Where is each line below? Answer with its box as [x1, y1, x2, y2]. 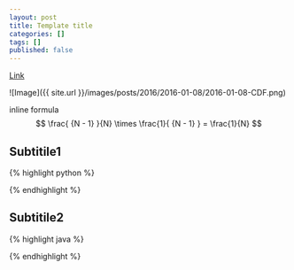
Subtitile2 [9, 210, 65, 226]
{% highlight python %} [9, 167, 95, 178]
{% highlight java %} [9, 234, 84, 244]
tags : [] [9, 37, 42, 47]
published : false [9, 46, 73, 55]
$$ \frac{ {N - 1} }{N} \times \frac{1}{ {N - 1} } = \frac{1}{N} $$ [35, 119, 263, 129]
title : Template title [9, 21, 93, 30]
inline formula [9, 104, 59, 115]
